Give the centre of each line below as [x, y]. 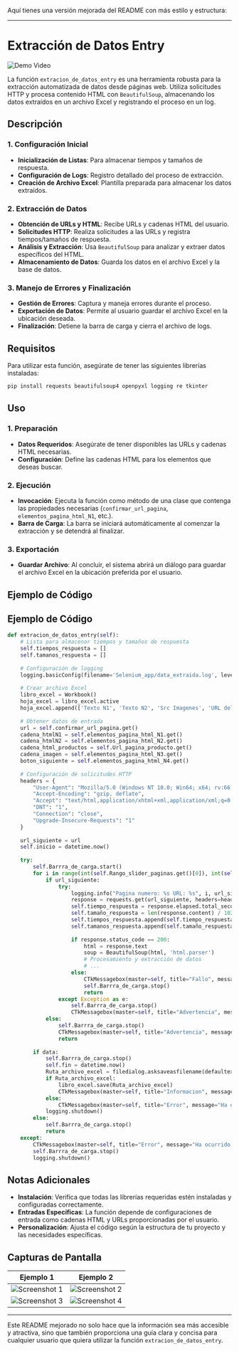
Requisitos [31, 348]
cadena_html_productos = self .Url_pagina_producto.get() [106, 748]
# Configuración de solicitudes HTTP [76, 774]
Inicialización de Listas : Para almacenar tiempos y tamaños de [110, 160]
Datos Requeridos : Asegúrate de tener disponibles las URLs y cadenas [122, 444]
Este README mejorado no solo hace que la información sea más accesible [118, 1325]
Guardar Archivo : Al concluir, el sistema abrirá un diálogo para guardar [122, 565]
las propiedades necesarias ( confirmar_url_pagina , [93, 508]
